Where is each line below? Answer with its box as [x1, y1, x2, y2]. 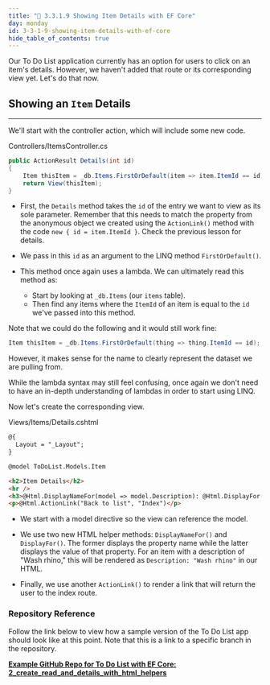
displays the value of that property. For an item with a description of [19, 547, 245, 556]
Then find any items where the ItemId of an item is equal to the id [31, 299, 250, 309]
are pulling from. [8, 362, 63, 372]
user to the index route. [19, 588, 98, 598]
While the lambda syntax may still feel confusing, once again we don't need [8, 378, 259, 387]
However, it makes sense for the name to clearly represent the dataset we [8, 353, 253, 363]
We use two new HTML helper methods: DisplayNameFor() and [19, 530, 227, 539]
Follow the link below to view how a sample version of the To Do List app [8, 626, 249, 636]
